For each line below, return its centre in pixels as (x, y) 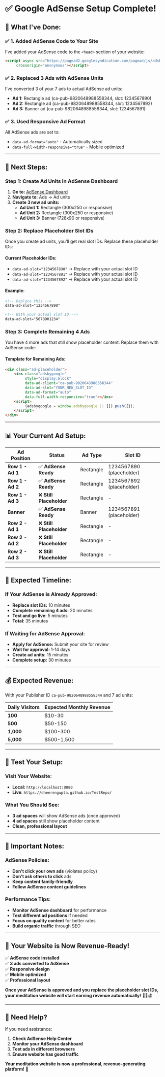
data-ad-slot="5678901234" (33, 319)
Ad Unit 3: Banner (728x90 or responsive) (62, 218)
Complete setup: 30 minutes (41, 660)
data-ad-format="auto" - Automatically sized (57, 142)
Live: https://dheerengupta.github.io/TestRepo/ (62, 792)
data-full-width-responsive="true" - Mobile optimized (68, 147)
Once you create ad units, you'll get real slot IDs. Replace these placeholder (82, 241)
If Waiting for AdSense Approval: (45, 633)
